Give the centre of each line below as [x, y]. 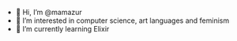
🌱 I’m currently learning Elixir [62, 29]
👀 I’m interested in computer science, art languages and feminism [122, 20]
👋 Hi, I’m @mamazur [49, 12]
